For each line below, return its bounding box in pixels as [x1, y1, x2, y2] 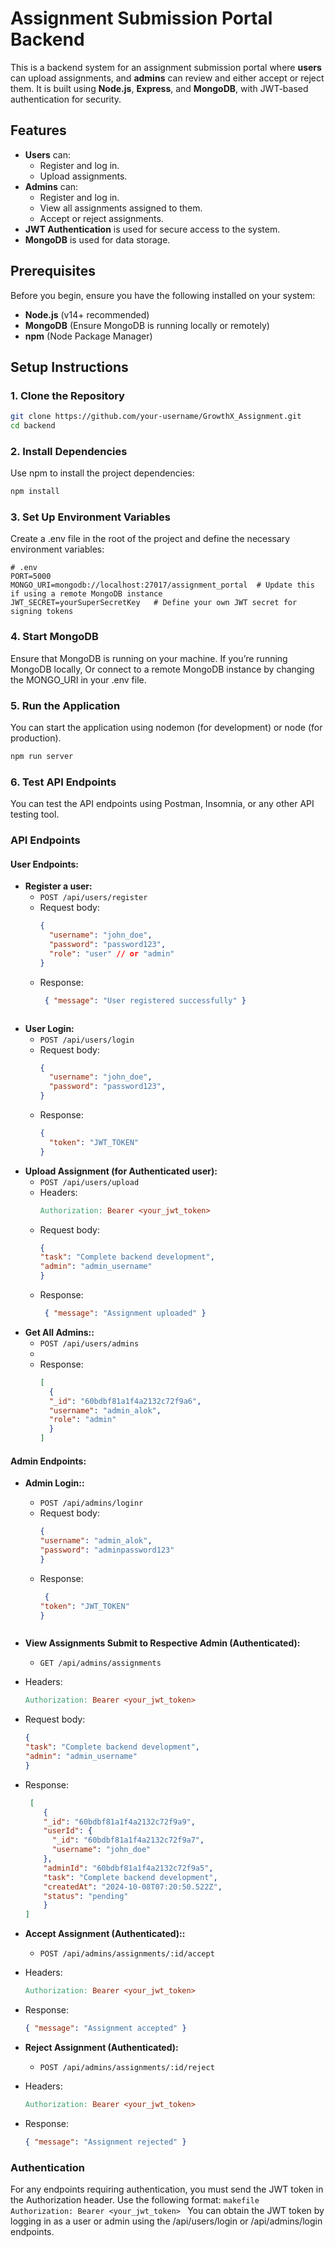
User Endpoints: [10, 858, 79, 870]
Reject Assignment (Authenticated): [24, 2041, 179, 2053]
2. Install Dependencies [10, 444, 128, 458]
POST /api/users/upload [39, 1177, 140, 1187]
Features [10, 122, 67, 139]
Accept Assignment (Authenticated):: [24, 1928, 186, 1940]
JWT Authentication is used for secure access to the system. [24, 223, 281, 235]
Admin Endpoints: [10, 1455, 87, 1467]
